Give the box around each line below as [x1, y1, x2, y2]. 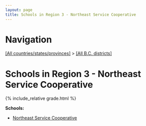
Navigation [5, 34, 52, 45]
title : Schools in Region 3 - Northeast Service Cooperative [5, 12, 136, 17]
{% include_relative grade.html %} [5, 95, 77, 101]
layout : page [5, 7, 33, 13]
